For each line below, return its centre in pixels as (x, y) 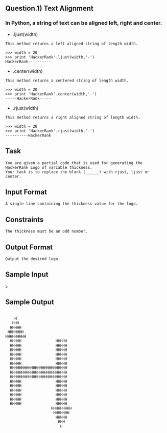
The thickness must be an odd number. (46, 231)
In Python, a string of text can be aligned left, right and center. (84, 23)
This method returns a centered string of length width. (67, 81)
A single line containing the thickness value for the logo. (72, 204)
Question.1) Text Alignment (49, 8)
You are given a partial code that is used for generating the (74, 163)
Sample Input (27, 275)
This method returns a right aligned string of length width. (73, 117)
